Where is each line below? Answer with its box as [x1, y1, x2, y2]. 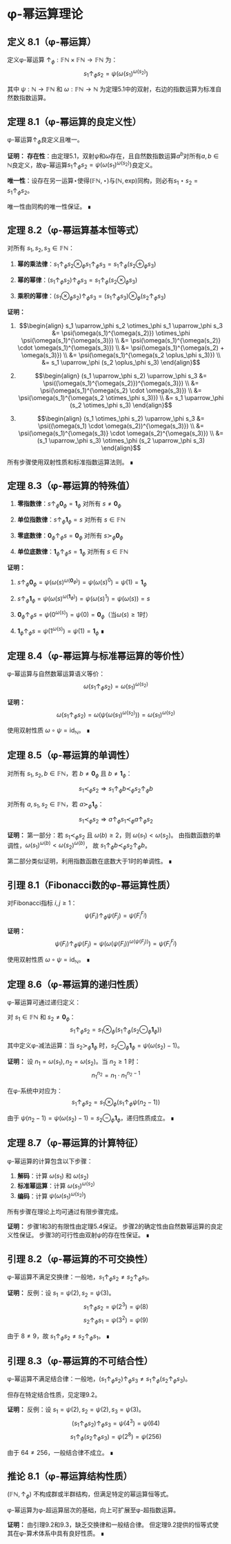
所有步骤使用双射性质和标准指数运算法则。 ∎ [7, 457, 134, 466]
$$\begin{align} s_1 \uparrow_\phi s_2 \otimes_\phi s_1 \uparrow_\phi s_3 [19, 321, 223, 330]
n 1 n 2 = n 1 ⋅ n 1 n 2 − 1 [91, 1069, 141, 1081]
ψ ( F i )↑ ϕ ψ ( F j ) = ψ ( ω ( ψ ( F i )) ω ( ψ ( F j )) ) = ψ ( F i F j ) [54, 938, 177, 949]
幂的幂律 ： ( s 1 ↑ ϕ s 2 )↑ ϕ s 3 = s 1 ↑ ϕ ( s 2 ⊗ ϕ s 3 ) [17, 276, 138, 285]
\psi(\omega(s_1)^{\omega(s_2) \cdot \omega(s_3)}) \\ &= [40, 386, 202, 394]
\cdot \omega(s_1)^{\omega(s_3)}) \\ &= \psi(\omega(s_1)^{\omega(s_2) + [17, 343, 225, 352]
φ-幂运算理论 [7, 6, 83, 22]
